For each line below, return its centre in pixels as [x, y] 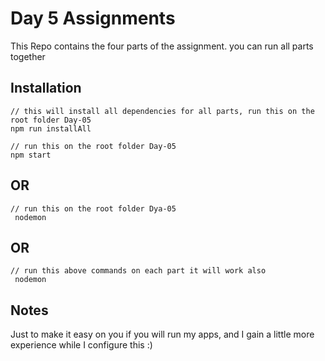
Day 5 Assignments [93, 18]
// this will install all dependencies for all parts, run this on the [162, 111]
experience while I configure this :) [81, 345]
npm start [31, 155]
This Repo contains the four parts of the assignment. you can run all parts [162, 46]
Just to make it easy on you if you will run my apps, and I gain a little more [162, 334]
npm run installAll [51, 128]
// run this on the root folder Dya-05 [93, 208]
